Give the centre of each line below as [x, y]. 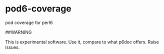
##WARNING [18, 32]
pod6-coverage [38, 9]
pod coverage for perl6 [29, 22]
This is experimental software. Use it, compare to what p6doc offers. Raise [82, 42]
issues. [12, 47]
